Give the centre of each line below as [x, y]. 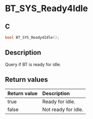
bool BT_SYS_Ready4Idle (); [32, 37]
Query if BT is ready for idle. [33, 64]
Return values [27, 80]
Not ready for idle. [63, 109]
